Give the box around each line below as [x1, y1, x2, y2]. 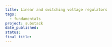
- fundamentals [9, 16, 41, 21]
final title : [5, 35, 32, 40]
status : [5, 30, 21, 35]
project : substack [5, 21, 43, 26]
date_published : [5, 25, 39, 30]
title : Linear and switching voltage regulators [5, 7, 108, 12]
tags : [5, 12, 16, 17]
